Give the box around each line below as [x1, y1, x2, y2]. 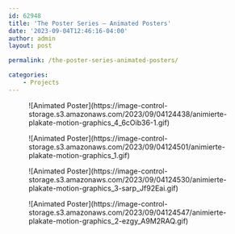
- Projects [23, 78, 60, 86]
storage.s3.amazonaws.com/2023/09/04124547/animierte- [28, 207, 227, 217]
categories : [8, 71, 48, 79]
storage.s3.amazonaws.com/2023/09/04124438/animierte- [28, 109, 228, 119]
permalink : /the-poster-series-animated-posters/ [8, 56, 179, 65]
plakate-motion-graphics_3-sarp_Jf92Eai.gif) [28, 183, 179, 193]
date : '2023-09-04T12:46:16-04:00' [8, 27, 128, 35]
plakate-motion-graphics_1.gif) [28, 150, 131, 160]
